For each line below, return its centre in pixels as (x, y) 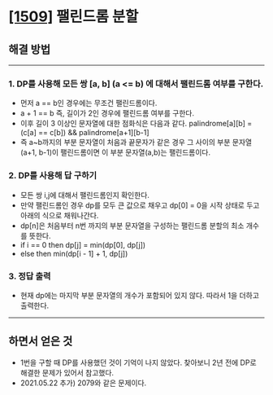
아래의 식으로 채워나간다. (59, 215)
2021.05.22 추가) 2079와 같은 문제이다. (83, 383)
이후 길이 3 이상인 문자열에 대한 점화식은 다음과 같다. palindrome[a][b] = (136, 124)
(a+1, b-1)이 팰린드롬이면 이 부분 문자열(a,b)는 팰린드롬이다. (115, 152)
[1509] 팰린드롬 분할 (74, 17)
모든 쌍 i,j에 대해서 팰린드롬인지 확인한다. (85, 195)
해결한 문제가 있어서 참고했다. (67, 372)
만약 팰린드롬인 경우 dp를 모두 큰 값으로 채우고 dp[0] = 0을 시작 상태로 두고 (140, 205)
